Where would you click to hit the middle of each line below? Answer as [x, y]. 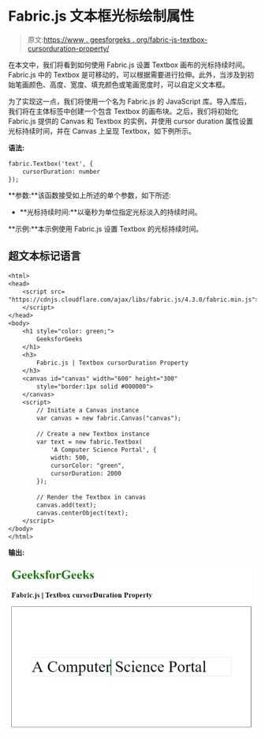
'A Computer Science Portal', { [103, 450]
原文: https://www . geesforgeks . [81, 40]
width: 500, [70, 458]
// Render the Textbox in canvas [91, 497]
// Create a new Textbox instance [93, 434]
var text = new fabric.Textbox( [90, 442]
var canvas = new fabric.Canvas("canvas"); [109, 418]
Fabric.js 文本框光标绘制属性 [101, 16]
